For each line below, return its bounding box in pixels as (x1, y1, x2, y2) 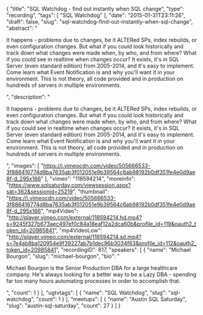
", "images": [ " (6, 162, 44, 169)
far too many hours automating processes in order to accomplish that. (6, 277, 181, 285)
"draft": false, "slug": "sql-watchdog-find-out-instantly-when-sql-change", (6, 18, 193, 25)
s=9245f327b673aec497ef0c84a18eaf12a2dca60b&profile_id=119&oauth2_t (6, 220, 197, 227)
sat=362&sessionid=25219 (6, 188, 73, 195)
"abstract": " (6, 24, 38, 32)
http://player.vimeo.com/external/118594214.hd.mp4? (8, 214, 142, 221)
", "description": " (6, 94, 50, 100)
